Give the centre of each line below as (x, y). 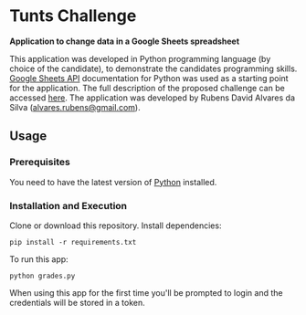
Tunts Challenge (73, 16)
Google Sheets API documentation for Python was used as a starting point (149, 78)
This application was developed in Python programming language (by (140, 58)
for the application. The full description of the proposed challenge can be (147, 88)
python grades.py (42, 276)
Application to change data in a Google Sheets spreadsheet (125, 41)
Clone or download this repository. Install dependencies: (116, 226)
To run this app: (39, 259)
